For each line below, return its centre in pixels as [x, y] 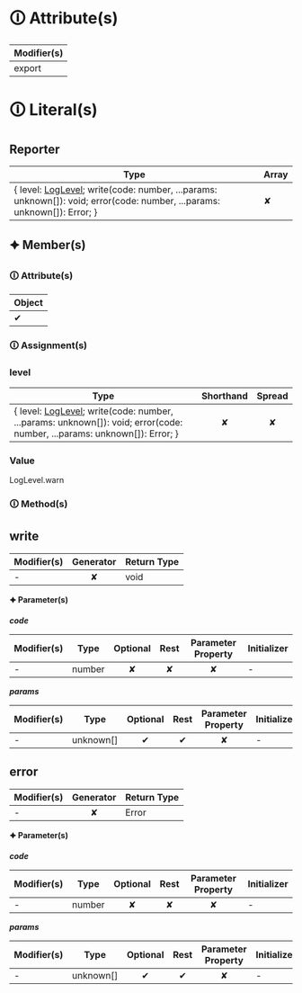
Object [28, 302]
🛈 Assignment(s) [49, 345]
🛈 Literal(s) [53, 110]
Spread [272, 396]
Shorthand [225, 396]
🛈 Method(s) [39, 504]
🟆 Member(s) [48, 245]
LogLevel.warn [37, 480]
